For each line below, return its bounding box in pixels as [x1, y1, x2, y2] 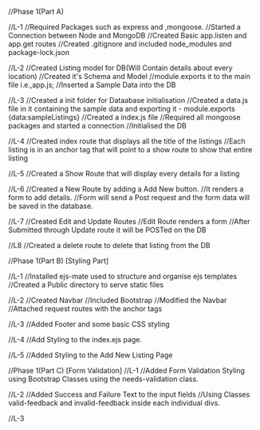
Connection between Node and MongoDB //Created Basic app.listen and [8, 31, 247, 40]
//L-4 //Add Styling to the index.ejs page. [8, 335, 142, 344]
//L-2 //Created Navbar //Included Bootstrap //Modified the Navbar [8, 295, 227, 305]
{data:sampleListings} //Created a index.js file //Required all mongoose [8, 112, 241, 122]
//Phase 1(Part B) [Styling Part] [8, 256, 109, 266]
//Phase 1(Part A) [8, 7, 65, 16]
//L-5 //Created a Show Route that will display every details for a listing [8, 169, 240, 178]
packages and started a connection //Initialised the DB [8, 121, 187, 130]
